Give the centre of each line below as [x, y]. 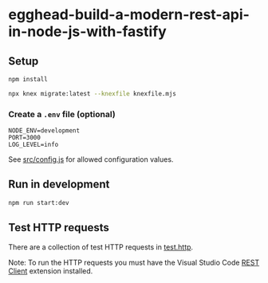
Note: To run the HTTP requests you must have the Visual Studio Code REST [134, 262]
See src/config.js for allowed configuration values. [91, 159]
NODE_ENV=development [44, 131]
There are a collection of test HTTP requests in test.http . [101, 247]
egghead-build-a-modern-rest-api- [129, 15]
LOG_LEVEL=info [33, 145]
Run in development [59, 185]
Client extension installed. [51, 271]
